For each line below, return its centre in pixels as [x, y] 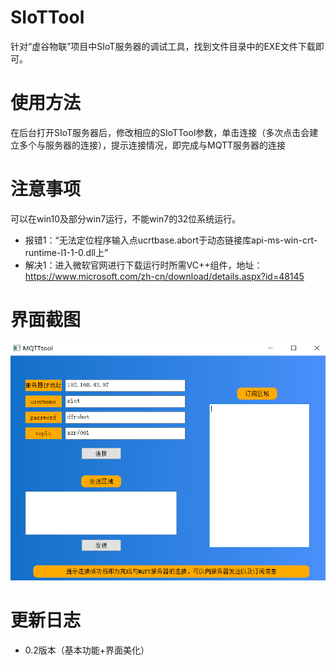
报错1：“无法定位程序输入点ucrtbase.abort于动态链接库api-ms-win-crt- [171, 240]
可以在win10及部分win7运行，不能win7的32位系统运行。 [126, 218]
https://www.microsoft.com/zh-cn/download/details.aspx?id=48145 [164, 276]
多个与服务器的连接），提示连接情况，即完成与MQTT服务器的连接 [152, 145]
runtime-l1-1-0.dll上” [66, 252]
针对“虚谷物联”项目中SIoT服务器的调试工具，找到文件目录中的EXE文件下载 [163, 46]
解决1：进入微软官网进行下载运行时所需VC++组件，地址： [143, 265]
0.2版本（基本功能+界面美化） [87, 650]
